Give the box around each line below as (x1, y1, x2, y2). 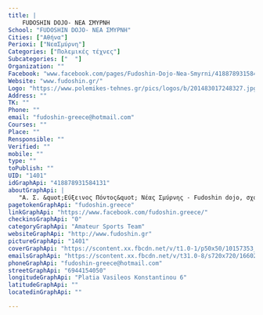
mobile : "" (8, 150, 44, 157)
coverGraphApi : (8, 244, 58, 252)
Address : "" (8, 92, 47, 100)
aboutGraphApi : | (8, 186, 65, 194)
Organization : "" (8, 63, 65, 71)
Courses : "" (8, 121, 47, 129)
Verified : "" (8, 143, 51, 150)
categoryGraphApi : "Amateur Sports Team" (8, 223, 146, 231)
